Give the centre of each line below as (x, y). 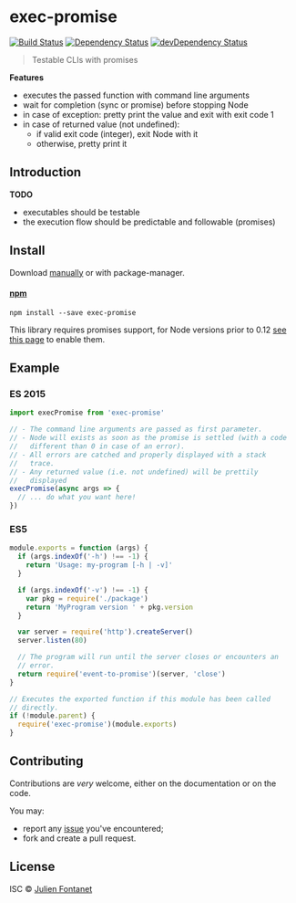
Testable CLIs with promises (85, 59)
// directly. (34, 708)
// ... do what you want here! (77, 498)
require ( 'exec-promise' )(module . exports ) (97, 724)
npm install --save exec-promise (73, 312)
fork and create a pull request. (79, 838)
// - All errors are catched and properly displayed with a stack (138, 455)
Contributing (46, 761)
